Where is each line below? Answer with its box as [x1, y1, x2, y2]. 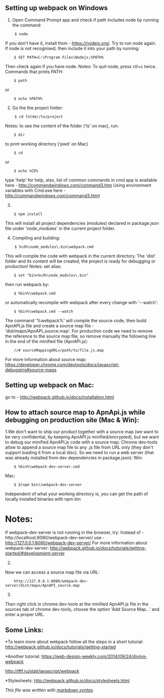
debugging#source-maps [5, 367, 57, 373]
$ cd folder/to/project [14, 114, 63, 119]
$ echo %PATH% [14, 96, 43, 101]
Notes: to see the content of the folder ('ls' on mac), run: [5, 122, 119, 129]
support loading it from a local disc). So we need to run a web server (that [5, 450, 154, 456]
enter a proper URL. [5, 612, 45, 618]
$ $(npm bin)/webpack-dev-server [14, 482, 82, 487]
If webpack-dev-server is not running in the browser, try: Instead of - [5, 530, 144, 535]
